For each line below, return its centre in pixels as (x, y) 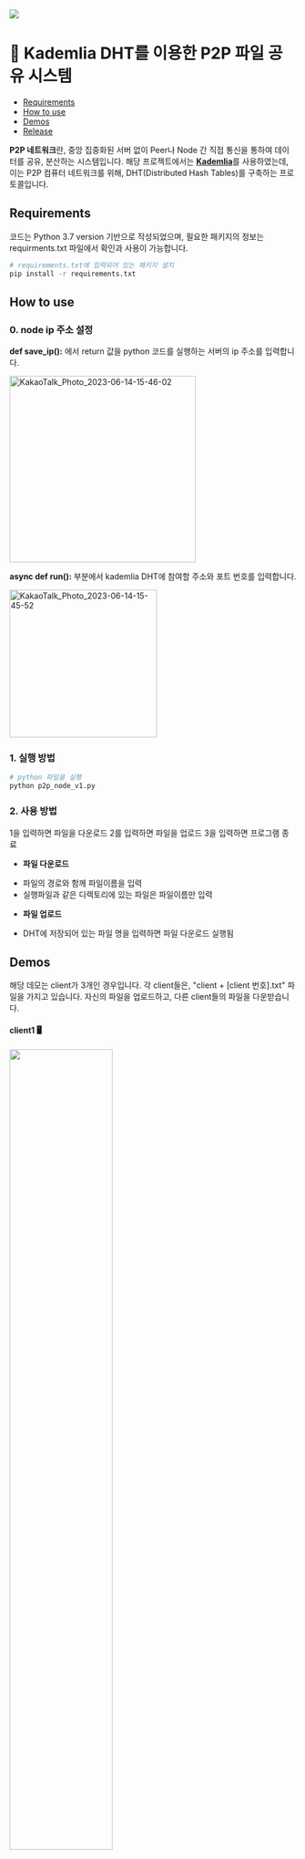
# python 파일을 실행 (46, 778)
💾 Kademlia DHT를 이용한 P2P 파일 (137, 53)
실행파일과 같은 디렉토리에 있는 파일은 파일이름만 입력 (117, 894)
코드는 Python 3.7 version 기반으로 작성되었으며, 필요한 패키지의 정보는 (137, 236)
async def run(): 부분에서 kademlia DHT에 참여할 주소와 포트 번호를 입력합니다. (153, 576)
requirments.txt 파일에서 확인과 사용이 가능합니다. (99, 248)
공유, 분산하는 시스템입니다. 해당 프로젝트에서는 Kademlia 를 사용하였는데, (157, 161)
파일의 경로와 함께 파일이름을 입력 (82, 883)
